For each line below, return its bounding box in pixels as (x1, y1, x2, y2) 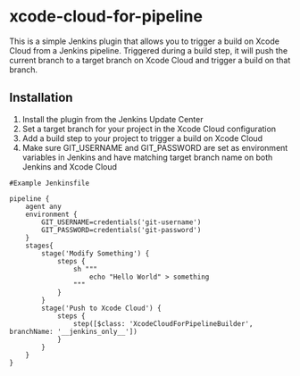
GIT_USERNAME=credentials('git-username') (41, 217, 202, 227)
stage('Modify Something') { (41, 248, 150, 258)
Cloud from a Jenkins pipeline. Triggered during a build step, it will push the (9, 45, 288, 55)
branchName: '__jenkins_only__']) (9, 327, 138, 336)
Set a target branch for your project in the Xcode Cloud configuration (21, 123, 277, 134)
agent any (25, 202, 62, 211)
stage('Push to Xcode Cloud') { (41, 304, 162, 313)
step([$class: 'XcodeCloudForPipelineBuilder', (72, 319, 254, 328)
